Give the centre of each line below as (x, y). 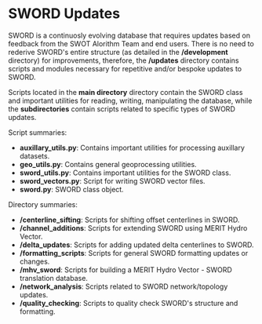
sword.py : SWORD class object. (71, 189)
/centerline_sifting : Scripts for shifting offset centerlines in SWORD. (129, 220)
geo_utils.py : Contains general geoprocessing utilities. (108, 164)
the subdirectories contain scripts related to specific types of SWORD (122, 109)
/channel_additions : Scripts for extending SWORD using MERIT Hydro (133, 228)
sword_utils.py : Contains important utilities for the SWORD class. (125, 173)
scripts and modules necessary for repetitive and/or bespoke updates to (125, 68)
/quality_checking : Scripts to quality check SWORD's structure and (129, 303)
